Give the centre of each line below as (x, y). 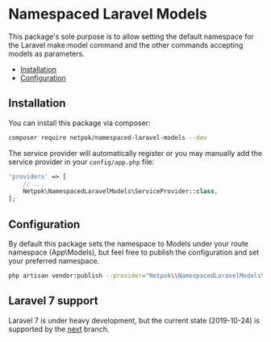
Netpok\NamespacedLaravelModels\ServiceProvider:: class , (121, 192)
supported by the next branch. (59, 329)
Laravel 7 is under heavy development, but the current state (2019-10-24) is (134, 320)
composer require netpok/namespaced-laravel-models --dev (108, 137)
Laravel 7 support (53, 301)
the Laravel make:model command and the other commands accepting (126, 44)
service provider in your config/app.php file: (81, 162)
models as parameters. (46, 53)
